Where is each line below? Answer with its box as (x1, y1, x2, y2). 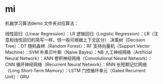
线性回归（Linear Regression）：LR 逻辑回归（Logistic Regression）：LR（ (5, 30, 154, 36)
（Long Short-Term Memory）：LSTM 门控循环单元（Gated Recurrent (5, 67, 146, 73)
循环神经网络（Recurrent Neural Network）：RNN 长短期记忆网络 (16, 61, 147, 67)
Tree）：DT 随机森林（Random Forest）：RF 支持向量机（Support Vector (5, 43, 151, 49)
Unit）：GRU (5, 74, 30, 80)
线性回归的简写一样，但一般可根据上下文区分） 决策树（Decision (13, 37, 146, 43)
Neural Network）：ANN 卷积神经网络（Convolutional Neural (5, 55, 127, 61)
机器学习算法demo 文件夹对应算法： (5, 20, 79, 26)
